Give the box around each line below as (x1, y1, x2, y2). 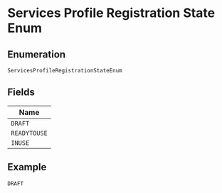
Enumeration (7, 48, 66, 60)
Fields (7, 87, 36, 99)
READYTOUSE (11, 129, 48, 137)
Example (7, 161, 47, 173)
